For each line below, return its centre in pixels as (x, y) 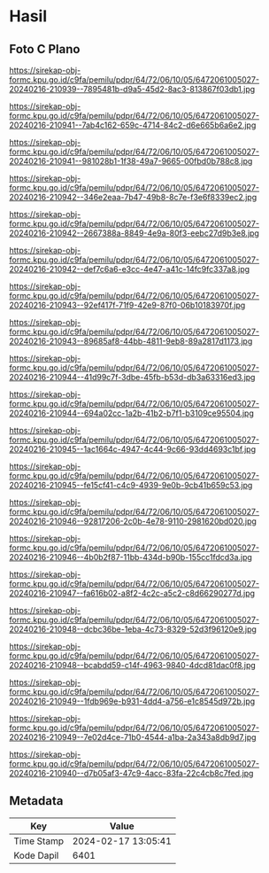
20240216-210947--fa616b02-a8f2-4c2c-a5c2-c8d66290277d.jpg (132, 593)
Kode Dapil (36, 855)
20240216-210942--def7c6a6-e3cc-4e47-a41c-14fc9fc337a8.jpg (130, 269)
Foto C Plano (45, 49)
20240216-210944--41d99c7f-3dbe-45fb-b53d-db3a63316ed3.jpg (132, 377)
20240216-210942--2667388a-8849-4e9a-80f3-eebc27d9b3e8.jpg (134, 233)
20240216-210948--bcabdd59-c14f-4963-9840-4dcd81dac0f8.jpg (133, 665)
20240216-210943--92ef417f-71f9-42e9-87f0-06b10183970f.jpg (127, 305)
